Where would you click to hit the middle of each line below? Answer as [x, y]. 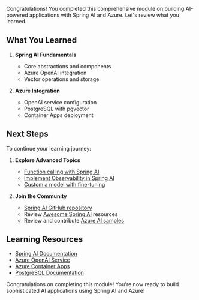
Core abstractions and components [67, 66]
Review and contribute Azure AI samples [74, 220]
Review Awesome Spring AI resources [71, 214]
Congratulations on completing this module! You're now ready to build [93, 284]
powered [17, 15]
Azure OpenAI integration [55, 73]
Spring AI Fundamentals [46, 55]
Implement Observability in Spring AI [69, 178]
